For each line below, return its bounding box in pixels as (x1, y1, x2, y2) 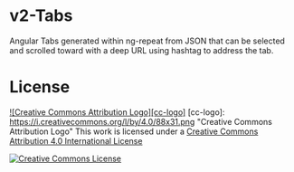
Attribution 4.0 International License (9, 135, 143, 146)
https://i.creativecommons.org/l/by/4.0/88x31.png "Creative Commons (9, 116, 273, 127)
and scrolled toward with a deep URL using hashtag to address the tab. (9, 44, 274, 55)
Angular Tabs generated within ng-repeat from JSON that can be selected (9, 35, 285, 46)
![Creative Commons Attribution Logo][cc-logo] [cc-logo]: (9, 106, 225, 118)
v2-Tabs (9, 5, 73, 26)
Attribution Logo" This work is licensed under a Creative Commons (9, 126, 259, 137)
